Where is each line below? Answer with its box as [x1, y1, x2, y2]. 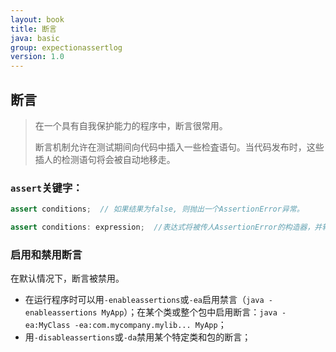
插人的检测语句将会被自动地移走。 [34, 153, 176, 165]
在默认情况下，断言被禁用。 [10, 272, 125, 285]
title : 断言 [10, 24, 57, 34]
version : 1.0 [10, 52, 65, 62]
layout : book [10, 14, 65, 25]
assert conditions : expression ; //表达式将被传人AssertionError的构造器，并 [10, 222, 323, 233]
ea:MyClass [24, 321, 71, 331]
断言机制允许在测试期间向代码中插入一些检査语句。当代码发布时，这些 [34, 141, 325, 153]
